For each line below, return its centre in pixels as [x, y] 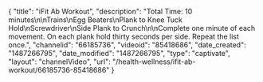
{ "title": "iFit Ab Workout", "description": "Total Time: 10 [100, 11]
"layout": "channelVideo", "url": [60, 61]
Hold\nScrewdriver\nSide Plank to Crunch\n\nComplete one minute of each [132, 28]
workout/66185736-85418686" [59, 70]
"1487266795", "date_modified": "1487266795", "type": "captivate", [119, 53]
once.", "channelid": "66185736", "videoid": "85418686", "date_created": [127, 45]
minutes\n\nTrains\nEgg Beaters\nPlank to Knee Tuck [96, 20]
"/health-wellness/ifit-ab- [154, 61]
